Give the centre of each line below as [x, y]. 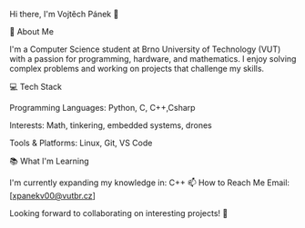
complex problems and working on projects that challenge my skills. [137, 69]
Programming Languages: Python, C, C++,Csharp [102, 108]
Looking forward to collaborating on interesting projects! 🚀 [119, 213]
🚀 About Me [32, 31]
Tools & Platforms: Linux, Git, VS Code [81, 143]
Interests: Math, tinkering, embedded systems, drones [111, 125]
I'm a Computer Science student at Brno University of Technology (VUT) [145, 49]
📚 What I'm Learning [49, 161]
